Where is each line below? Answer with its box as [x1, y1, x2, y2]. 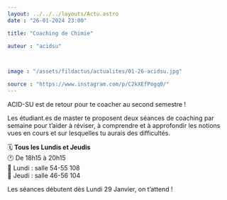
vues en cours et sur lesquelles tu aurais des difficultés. [7, 129, 170, 137]
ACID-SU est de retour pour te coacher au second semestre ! [7, 100, 187, 108]
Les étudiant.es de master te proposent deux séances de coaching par [7, 114, 214, 122]
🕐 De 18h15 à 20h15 [7, 153, 66, 162]
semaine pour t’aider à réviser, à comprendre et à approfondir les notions [7, 121, 221, 129]
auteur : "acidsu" [7, 42, 62, 49]
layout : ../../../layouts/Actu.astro [7, 10, 119, 18]
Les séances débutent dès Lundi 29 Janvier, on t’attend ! [7, 184, 173, 193]
